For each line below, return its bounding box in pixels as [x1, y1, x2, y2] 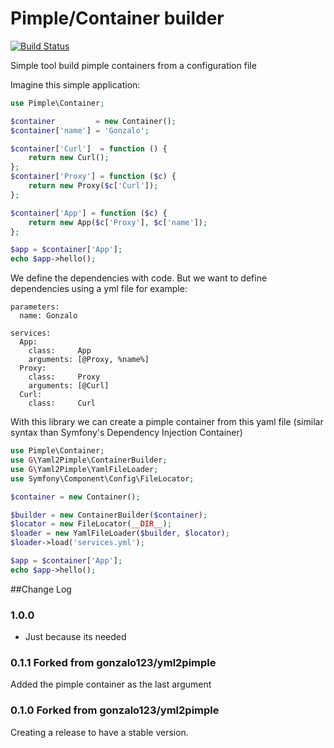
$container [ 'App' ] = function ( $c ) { [10, 208, 168, 218]
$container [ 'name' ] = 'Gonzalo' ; [10, 125, 150, 136]
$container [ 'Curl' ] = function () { [10, 143, 168, 154]
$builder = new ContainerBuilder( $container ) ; [10, 510, 208, 520]
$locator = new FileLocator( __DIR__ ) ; [10, 519, 172, 529]
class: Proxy [28, 372, 101, 382]
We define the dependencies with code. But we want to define [10, 272, 268, 284]
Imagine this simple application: [10, 78, 141, 91]
